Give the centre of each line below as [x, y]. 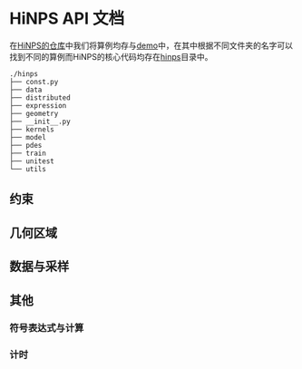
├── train [28, 153]
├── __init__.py [40, 121]
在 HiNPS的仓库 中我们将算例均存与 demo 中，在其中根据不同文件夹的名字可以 [151, 45]
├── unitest [32, 161]
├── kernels [32, 129]
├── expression [38, 105]
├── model [28, 137]
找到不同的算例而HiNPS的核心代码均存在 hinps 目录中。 [111, 56]
